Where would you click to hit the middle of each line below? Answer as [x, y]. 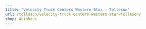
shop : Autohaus [21, 19]
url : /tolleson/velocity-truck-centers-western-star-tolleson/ [73, 14]
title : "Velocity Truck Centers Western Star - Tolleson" [67, 10]
